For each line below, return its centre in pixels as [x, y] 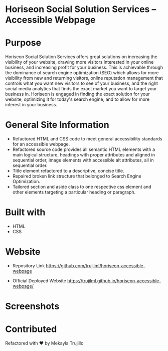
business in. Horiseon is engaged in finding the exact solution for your [77, 94]
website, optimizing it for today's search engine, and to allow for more [77, 99]
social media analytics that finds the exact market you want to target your [81, 89]
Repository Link [29, 266]
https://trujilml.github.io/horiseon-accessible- [114, 281]
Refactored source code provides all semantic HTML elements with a [84, 149]
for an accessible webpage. [41, 144]
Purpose [23, 43]
